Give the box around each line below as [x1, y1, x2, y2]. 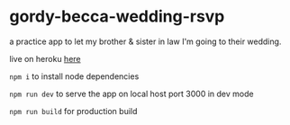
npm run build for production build [9, 105, 138, 116]
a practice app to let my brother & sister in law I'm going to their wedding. [9, 36, 282, 47]
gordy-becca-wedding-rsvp [9, 6, 225, 27]
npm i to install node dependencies [9, 70, 140, 82]
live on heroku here [9, 53, 81, 64]
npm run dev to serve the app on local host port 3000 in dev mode [9, 88, 254, 99]
